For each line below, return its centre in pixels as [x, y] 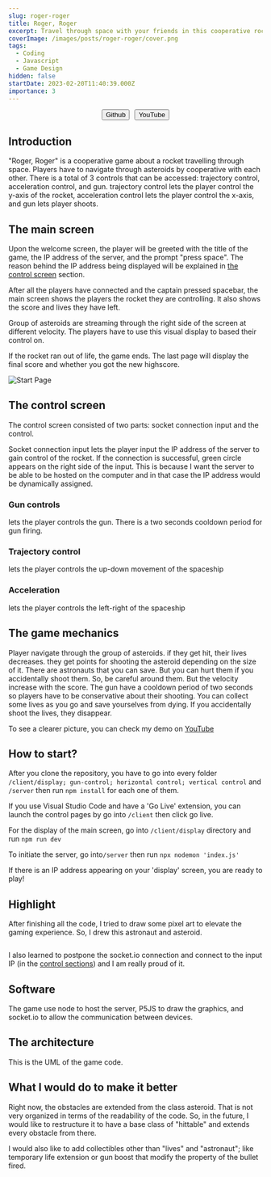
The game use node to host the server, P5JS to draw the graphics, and [126, 1008]
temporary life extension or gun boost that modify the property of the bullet [133, 1157]
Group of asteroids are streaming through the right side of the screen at [127, 323]
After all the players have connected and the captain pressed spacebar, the [133, 290]
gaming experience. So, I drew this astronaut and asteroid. [106, 932]
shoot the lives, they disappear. [60, 713]
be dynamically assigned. [51, 483]
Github [116, 115]
